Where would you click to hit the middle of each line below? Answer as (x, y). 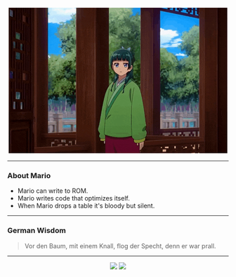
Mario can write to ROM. (53, 191)
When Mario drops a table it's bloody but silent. (86, 206)
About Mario (29, 175)
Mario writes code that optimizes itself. (73, 198)
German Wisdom (37, 231)
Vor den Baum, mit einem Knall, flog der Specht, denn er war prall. (120, 245)
